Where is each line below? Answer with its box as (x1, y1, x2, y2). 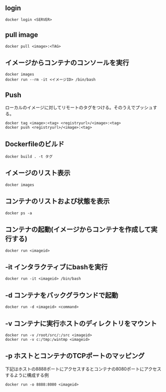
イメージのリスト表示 (5, 169, 71, 177)
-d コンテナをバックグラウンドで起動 (5, 291, 118, 300)
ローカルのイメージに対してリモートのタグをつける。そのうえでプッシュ (5, 104, 153, 111)
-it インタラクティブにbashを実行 (5, 263, 108, 271)
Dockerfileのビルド (5, 140, 65, 148)
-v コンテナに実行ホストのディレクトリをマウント (5, 319, 157, 327)
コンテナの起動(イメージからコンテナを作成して (5, 226, 151, 234)
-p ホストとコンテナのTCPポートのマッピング (5, 352, 145, 360)
